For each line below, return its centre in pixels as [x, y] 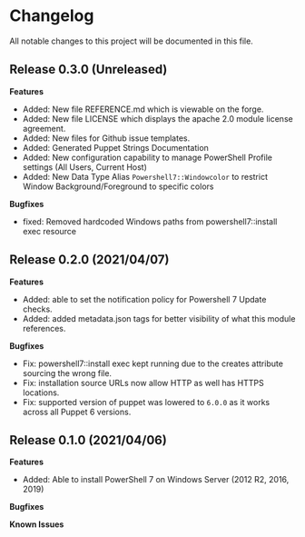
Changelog [52, 16]
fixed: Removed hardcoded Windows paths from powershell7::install [150, 221]
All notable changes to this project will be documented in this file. [132, 41]
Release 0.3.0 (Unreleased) [89, 70]
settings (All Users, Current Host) [85, 167]
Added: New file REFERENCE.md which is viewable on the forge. [143, 109]
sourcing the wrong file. [67, 373]
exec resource [49, 231]
